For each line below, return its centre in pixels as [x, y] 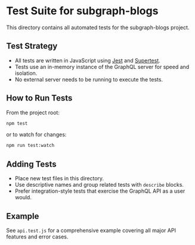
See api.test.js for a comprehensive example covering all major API [91, 230]
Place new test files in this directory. [59, 178]
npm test [17, 123]
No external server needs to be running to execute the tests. [89, 79]
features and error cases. [37, 237]
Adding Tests [31, 164]
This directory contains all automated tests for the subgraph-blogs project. [98, 27]
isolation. [26, 73]
